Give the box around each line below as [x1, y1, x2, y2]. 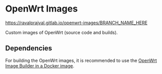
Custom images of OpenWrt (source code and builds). [5, 29, 118, 35]
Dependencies [5, 44, 52, 53]
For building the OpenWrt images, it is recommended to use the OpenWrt [5, 57, 157, 63]
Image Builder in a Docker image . [5, 62, 74, 68]
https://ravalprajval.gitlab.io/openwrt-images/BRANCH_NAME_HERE [5, 20, 148, 26]
